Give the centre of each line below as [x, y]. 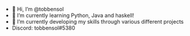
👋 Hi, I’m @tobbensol [38, 9]
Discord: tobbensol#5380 [43, 28]
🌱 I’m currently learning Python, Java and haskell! [73, 15]
